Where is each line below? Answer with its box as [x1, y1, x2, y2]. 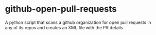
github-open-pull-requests [5, 3, 117, 15]
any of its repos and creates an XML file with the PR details [5, 24, 123, 30]
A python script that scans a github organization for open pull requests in [5, 19, 152, 25]
